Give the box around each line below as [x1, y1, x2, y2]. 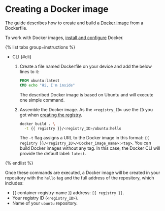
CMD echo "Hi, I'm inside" [19, 83, 75, 87]
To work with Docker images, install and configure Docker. [5, 35, 124, 41]
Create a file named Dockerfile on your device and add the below [19, 63, 152, 69]
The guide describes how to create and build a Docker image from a [5, 20, 144, 26]
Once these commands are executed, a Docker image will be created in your [5, 169, 161, 176]
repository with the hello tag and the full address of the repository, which [5, 175, 154, 181]
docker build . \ [19, 121, 56, 127]
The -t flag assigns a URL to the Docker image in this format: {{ [19, 135, 149, 141]
